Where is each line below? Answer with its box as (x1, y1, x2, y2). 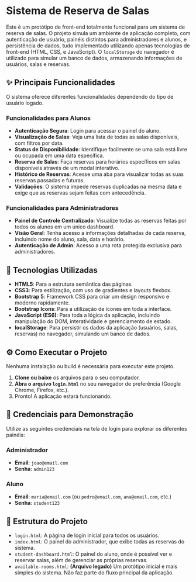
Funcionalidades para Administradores (6, 203, 119, 212)
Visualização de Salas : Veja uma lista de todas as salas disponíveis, (14, 133, 180, 141)
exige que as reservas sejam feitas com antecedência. (14, 189, 146, 196)
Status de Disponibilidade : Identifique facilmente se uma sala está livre (14, 146, 187, 153)
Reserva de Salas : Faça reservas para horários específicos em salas (14, 158, 180, 165)
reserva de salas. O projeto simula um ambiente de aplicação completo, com (6, 29, 191, 36)
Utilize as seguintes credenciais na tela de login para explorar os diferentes (6, 425, 187, 432)
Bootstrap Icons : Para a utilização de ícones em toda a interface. (14, 306, 172, 313)
